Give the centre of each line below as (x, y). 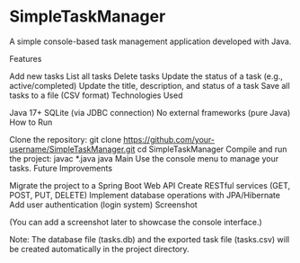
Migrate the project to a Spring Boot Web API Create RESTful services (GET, (150, 185)
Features (26, 58)
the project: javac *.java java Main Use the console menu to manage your (144, 158)
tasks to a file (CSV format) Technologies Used (96, 95)
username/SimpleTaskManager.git (72, 149)
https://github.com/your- (169, 139)
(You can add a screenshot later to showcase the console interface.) (136, 222)
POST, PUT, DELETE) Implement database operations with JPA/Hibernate (145, 195)
